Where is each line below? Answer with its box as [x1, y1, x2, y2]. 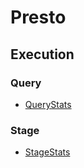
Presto [10, 6, 67, 29]
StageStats [24, 146, 71, 158]
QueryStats [24, 98, 72, 110]
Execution [10, 46, 75, 63]
